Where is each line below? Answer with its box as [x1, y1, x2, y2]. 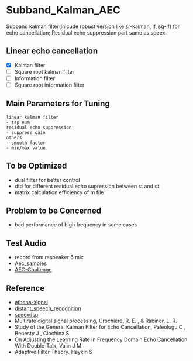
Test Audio [6, 238, 47, 248]
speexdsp [14, 311, 39, 318]
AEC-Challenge [14, 266, 52, 273]
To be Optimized [6, 161, 67, 171]
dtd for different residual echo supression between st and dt [14, 183, 160, 190]
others [6, 135, 22, 140]
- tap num [6, 119, 30, 125]
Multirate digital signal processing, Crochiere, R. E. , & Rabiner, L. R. [14, 317, 177, 325]
